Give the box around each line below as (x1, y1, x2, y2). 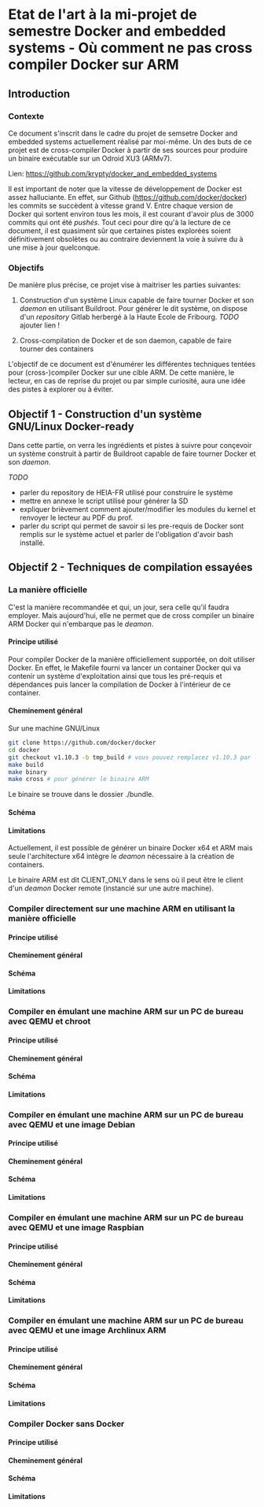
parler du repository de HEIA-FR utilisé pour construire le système (19, 487, 233, 497)
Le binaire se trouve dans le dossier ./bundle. (8, 790, 155, 799)
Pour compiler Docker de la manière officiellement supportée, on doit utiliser (8, 654, 255, 664)
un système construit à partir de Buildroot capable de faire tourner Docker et (8, 449, 256, 458)
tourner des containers (19, 344, 94, 354)
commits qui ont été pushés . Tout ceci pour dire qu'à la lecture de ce (8, 217, 231, 227)
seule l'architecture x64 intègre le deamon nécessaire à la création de (8, 852, 235, 861)
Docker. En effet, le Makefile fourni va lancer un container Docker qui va (8, 663, 241, 672)
